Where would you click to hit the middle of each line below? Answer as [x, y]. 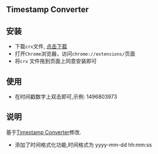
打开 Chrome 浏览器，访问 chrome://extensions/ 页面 [75, 54]
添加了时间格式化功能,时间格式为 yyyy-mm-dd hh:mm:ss [83, 145]
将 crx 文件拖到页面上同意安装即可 [56, 61]
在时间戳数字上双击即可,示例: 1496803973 [66, 97]
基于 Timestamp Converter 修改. [44, 132]
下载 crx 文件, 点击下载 [41, 46]
